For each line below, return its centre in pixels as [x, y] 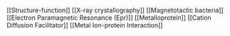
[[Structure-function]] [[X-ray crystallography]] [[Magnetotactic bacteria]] [115, 10]
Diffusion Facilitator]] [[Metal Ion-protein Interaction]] [85, 25]
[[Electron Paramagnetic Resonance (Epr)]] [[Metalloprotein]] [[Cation [109, 18]
